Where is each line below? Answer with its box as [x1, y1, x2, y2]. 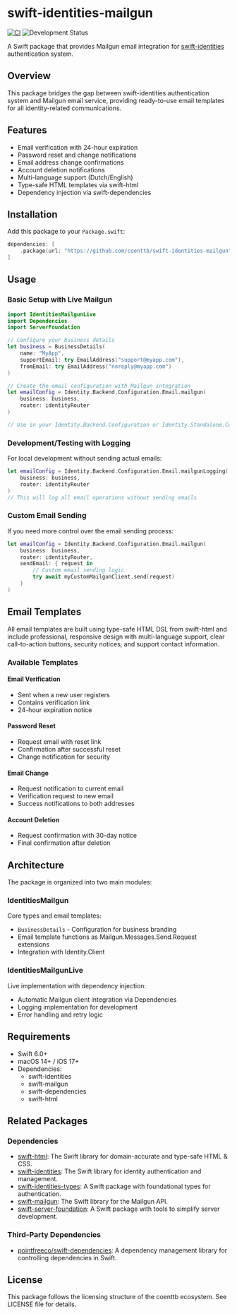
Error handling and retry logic [17, 1010, 104, 1019]
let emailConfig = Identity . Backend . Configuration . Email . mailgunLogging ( [7, 468, 229, 475]
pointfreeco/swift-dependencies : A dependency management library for [17, 1245, 228, 1255]
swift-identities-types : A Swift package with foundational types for [17, 1182, 211, 1191]
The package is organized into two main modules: [7, 878, 152, 887]
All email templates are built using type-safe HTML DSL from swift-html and [7, 625, 227, 633]
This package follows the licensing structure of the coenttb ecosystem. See [7, 1293, 227, 1301]
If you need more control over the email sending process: [7, 526, 174, 535]
